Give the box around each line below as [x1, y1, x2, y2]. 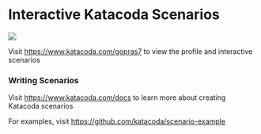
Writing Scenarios [8, 75, 79, 86]
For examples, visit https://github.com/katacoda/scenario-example [8, 117, 225, 126]
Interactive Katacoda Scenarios [8, 6, 220, 24]
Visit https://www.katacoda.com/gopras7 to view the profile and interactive [8, 46, 253, 56]
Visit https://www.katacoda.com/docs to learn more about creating [8, 93, 226, 102]
